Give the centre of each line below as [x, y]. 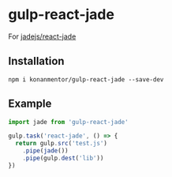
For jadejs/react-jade [42, 36]
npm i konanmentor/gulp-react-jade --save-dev [86, 79]
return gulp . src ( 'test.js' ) [62, 144]
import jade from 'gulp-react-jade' [68, 122]
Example [30, 104]
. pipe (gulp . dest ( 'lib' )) [63, 158]
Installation [36, 61]
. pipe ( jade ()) [45, 151]
